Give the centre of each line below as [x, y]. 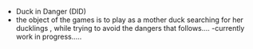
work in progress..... [49, 36]
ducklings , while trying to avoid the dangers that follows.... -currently [130, 28]
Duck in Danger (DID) [51, 11]
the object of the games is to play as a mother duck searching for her [129, 20]
